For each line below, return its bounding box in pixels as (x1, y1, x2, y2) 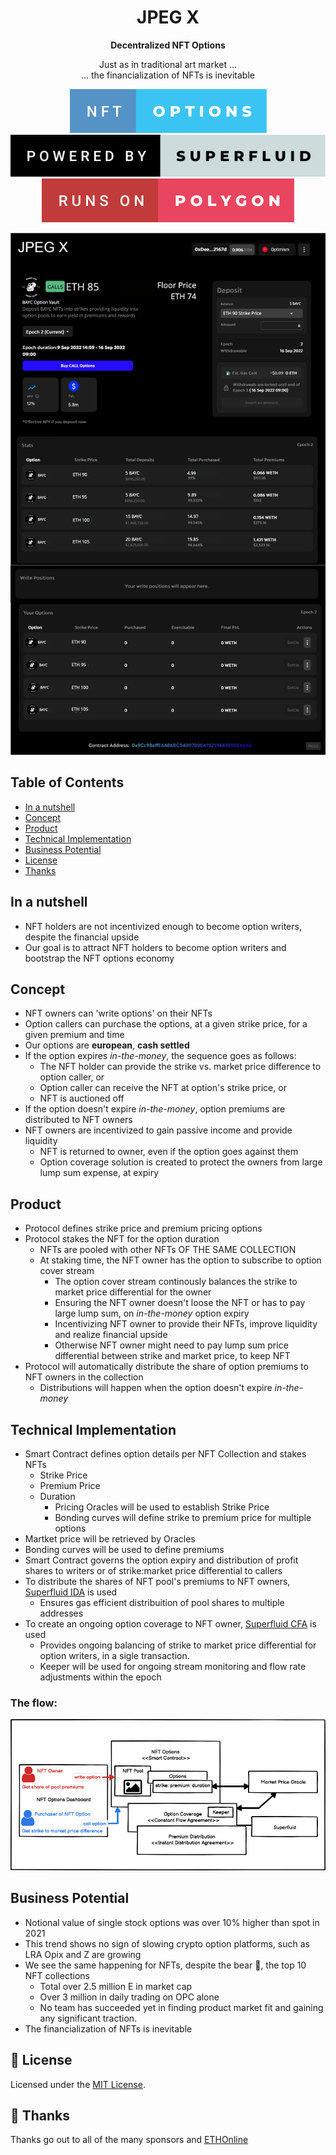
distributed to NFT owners (24, 1114, 133, 1126)
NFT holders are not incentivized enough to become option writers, (24, 920, 302, 932)
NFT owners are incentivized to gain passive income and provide (24, 1124, 293, 1136)
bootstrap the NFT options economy (24, 952, 175, 964)
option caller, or (39, 1071, 105, 1083)
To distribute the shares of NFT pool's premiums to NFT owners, (24, 1576, 291, 1588)
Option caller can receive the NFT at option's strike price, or (39, 1082, 287, 1094)
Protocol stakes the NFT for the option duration (24, 1233, 220, 1245)
